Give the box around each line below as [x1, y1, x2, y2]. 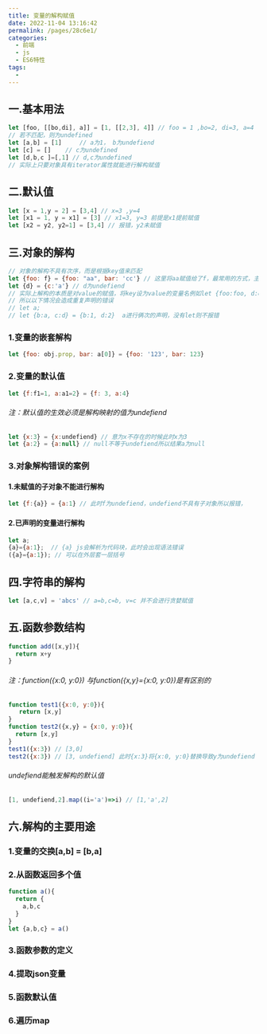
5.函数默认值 [8, 992, 57, 1003]
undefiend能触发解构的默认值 [8, 770, 105, 781]
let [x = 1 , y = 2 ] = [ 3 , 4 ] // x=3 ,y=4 [8, 206, 141, 215]
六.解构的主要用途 [8, 820, 96, 833]
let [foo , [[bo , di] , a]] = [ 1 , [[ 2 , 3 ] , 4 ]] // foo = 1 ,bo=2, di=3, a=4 [8, 124, 254, 132]
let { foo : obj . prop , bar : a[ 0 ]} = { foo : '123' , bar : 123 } [8, 351, 205, 358]
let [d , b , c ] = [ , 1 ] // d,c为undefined [8, 153, 133, 162]
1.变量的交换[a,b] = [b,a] [8, 845, 103, 856]
